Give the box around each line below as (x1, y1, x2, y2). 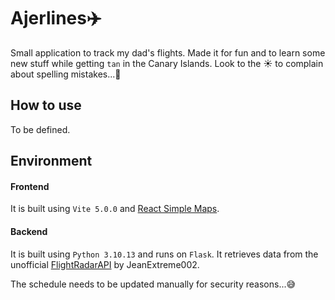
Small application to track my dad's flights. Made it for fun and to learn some (10, 46, 326, 59)
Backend (10, 225, 48, 237)
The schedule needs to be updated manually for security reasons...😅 (10, 278, 297, 290)
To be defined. (10, 123, 71, 135)
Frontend (10, 180, 50, 192)
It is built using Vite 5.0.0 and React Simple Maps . (10, 203, 220, 215)
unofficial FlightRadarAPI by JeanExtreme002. (10, 258, 200, 270)
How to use (10, 97, 82, 114)
